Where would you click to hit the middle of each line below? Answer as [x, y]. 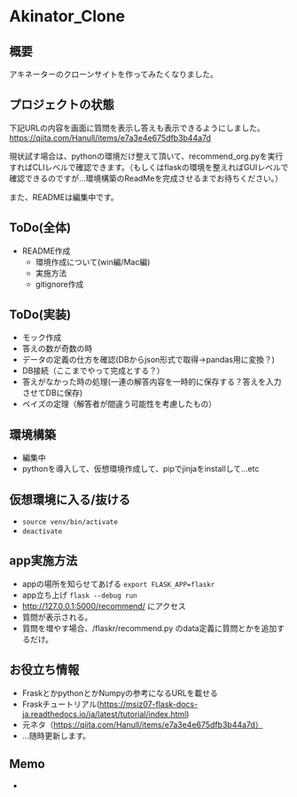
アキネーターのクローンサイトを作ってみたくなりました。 [114, 74]
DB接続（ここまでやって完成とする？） [93, 371]
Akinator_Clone [67, 16]
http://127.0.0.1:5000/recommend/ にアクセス [104, 606]
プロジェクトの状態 [62, 105]
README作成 [46, 251]
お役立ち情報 [44, 670]
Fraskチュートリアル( [61, 704]
